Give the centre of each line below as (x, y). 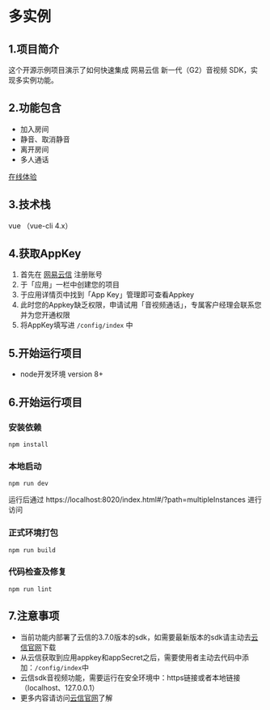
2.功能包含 (35, 108)
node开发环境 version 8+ (61, 374)
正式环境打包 (34, 533)
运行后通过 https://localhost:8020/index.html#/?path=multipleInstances (127, 500)
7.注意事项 (34, 616)
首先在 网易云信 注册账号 (61, 274)
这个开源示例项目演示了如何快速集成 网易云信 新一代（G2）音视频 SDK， (130, 70)
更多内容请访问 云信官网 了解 (66, 698)
